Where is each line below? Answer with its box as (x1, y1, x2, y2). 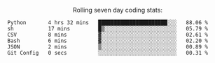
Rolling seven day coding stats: (72, 6, 163, 14)
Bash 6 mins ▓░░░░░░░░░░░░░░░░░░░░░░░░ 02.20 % (7, 37, 209, 44)
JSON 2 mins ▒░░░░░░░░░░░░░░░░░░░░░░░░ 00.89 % (7, 44, 209, 51)
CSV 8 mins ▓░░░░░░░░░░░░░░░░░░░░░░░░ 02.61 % (7, 31, 209, 38)
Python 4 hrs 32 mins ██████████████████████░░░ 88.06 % (7, 19, 209, 26)
